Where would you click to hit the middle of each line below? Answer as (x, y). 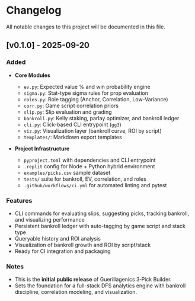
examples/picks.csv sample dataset (67, 172)
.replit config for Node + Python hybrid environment (89, 166)
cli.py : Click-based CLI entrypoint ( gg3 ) (72, 124)
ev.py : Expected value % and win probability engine (87, 87)
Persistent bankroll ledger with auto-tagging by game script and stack (100, 226)
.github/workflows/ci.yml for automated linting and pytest (95, 185)
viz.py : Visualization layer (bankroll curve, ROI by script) (92, 130)
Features (19, 200)
